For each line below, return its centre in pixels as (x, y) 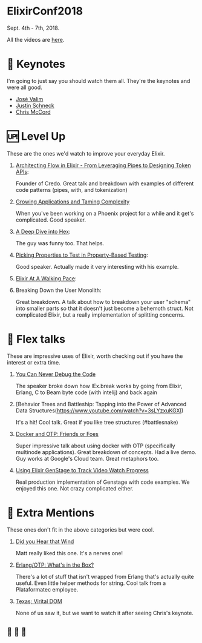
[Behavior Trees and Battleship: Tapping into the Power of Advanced (101, 404)
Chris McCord (33, 112)
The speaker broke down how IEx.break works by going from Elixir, (99, 386)
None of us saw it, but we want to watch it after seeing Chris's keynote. (105, 613)
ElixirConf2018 (45, 11)
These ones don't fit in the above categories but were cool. (80, 529)
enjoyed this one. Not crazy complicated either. (74, 488)
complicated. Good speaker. (51, 220)
